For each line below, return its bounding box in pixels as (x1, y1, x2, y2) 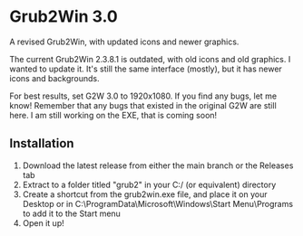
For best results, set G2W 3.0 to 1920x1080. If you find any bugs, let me (9, 90, 278, 101)
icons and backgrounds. (9, 72, 100, 83)
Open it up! (22, 217, 65, 228)
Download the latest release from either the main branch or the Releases (22, 160, 294, 171)
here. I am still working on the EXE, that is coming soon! (9, 109, 218, 120)
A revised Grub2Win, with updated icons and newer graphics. (9, 36, 239, 47)
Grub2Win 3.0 (9, 6, 118, 27)
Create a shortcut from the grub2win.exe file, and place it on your (22, 188, 268, 200)
